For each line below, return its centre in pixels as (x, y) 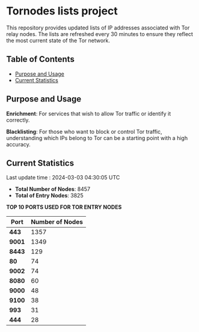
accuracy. (19, 144)
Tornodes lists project (62, 11)
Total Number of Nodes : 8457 (53, 189)
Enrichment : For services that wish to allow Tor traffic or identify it (89, 113)
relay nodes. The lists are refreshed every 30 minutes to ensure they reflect (100, 34)
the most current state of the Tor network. (58, 40)
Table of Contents (41, 59)
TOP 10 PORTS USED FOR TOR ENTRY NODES (64, 207)
